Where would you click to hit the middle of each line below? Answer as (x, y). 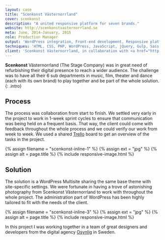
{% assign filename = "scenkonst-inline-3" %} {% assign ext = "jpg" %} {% (82, 212)
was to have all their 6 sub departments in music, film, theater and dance (79, 75)
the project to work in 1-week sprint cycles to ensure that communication (79, 118)
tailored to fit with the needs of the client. (47, 203)
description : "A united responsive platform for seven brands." (72, 23)
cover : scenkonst (23, 19)
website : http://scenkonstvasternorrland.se (51, 28)
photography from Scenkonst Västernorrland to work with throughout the (79, 192)
